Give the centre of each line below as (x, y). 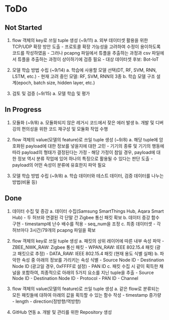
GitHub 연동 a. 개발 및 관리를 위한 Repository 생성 (62, 312)
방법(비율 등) (25, 182)
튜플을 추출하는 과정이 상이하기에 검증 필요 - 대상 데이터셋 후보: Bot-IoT (88, 59)
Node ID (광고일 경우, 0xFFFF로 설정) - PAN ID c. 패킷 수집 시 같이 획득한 (85, 266)
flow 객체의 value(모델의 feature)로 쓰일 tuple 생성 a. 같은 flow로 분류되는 (86, 289)
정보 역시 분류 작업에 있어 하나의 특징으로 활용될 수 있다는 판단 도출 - (85, 158)
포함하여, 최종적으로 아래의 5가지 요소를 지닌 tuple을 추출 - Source (88, 272)
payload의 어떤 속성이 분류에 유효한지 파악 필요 (59, 165)
